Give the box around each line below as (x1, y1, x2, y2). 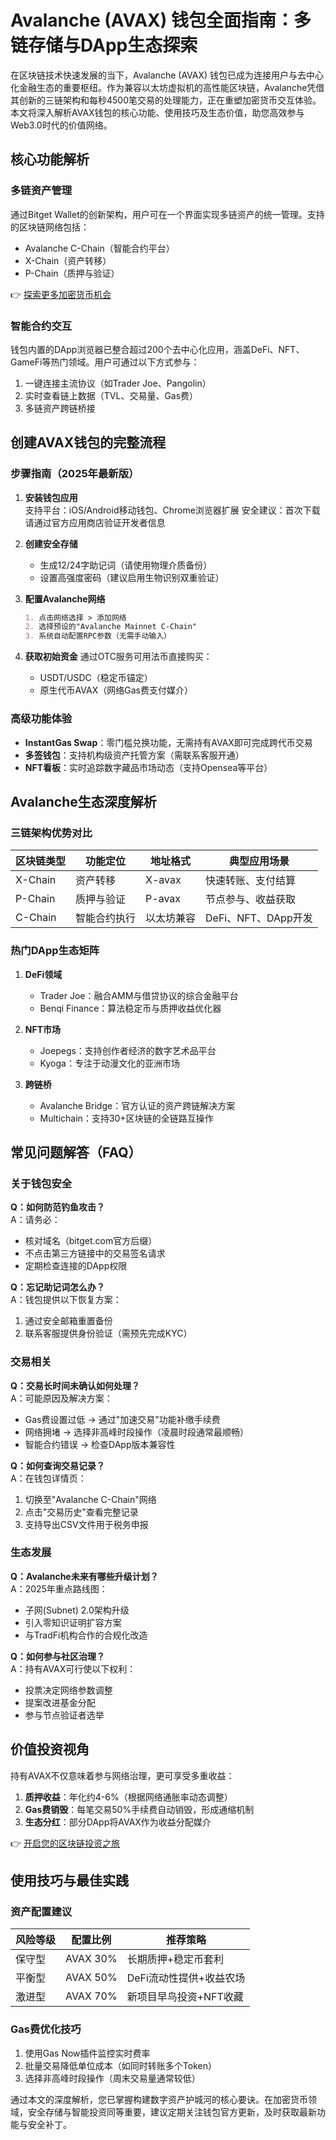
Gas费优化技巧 (10, 2022, 82, 2036)
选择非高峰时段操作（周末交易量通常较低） (24, 2072, 201, 2084)
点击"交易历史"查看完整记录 (24, 1506, 139, 1518)
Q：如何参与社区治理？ (10, 1650, 105, 1662)
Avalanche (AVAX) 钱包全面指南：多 (10, 9, 312, 32)
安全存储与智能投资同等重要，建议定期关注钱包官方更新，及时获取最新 (27, 2106, 317, 2118)
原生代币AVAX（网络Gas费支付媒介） (39, 684, 193, 696)
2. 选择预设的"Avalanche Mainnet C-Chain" (24, 622, 198, 632)
